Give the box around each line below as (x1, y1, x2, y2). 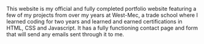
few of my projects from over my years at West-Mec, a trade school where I (6, 11, 198, 19)
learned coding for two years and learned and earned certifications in (6, 18, 182, 25)
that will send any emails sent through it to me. (6, 31, 125, 38)
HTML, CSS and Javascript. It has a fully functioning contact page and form (6, 24, 198, 31)
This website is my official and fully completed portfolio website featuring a (6, 5, 197, 12)
